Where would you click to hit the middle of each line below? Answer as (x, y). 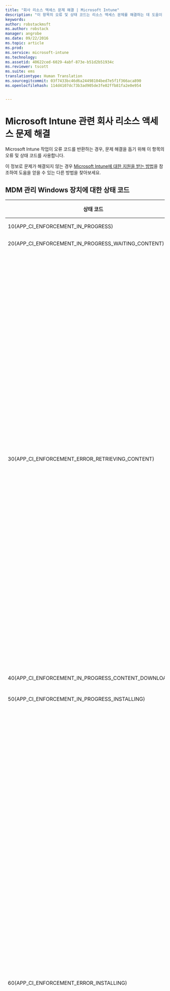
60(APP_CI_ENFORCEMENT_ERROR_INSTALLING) (68, 983)
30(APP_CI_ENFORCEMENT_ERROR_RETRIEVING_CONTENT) (81, 459)
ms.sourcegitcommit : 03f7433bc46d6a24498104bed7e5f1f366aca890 (73, 81)
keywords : (16, 19)
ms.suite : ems (20, 72)
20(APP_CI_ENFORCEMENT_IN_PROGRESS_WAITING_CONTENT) (86, 243)
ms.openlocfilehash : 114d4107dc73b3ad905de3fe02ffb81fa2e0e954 (73, 85)
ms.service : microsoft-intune (37, 52)
